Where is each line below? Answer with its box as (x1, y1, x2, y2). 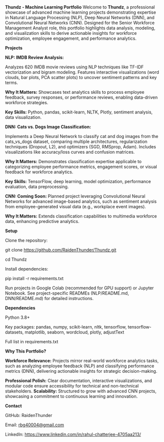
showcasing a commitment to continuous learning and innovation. (5, 393, 138, 399)
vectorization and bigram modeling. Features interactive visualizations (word (5, 69, 159, 75)
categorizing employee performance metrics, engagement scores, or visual (5, 164, 158, 169)
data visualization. (5, 114, 42, 120)
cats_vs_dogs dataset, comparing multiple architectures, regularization (5, 138, 148, 144)
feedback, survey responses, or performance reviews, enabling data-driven (5, 94, 158, 100)
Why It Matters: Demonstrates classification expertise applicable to (5, 159, 142, 164)
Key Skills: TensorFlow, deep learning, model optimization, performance (5, 179, 151, 184)
